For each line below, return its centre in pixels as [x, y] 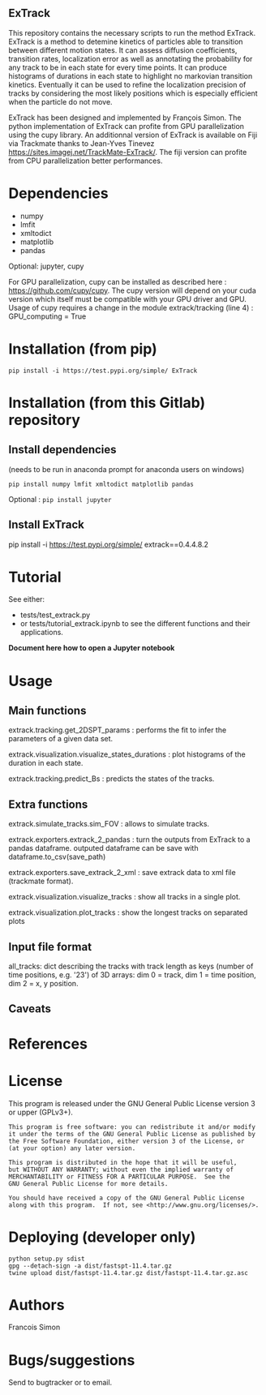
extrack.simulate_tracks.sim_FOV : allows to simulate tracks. [109, 824]
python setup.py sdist [47, 1259]
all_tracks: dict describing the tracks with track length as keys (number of [131, 966]
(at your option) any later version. [72, 1148]
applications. [41, 633]
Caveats [30, 1009]
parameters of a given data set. [61, 739]
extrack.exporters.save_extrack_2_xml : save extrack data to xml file [122, 873]
